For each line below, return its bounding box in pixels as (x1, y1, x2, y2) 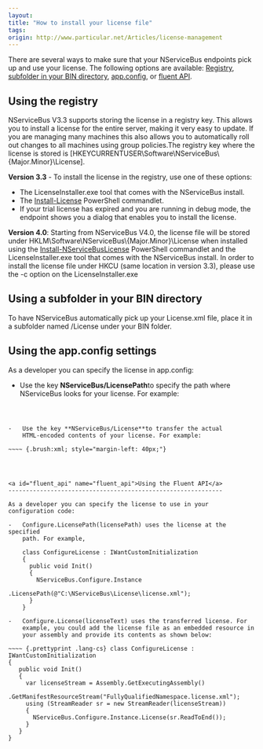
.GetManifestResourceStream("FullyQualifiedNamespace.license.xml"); (8, 692, 241, 700)
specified (8, 527, 41, 535)
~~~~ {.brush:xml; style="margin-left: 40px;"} (8, 445, 167, 453)
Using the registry (8, 94, 98, 108)
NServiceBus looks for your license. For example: (19, 388, 180, 398)
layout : (8, 11, 34, 20)
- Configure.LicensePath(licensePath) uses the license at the (8, 520, 226, 529)
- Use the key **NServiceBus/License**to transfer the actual (8, 424, 223, 432)
